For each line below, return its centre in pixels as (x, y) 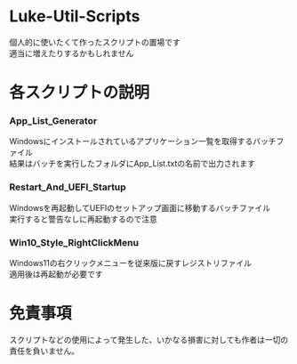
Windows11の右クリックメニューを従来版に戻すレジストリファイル (130, 263)
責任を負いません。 (44, 351)
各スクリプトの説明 (80, 93)
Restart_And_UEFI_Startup (68, 187)
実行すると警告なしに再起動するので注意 (83, 219)
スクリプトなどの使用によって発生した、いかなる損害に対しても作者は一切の (149, 339)
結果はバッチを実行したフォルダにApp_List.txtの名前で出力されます (132, 164)
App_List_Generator (53, 121)
